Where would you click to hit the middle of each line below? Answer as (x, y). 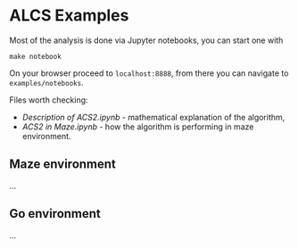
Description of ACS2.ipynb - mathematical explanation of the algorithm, (153, 117)
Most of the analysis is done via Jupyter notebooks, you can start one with (146, 40)
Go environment (55, 214)
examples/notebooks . (46, 82)
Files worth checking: (49, 100)
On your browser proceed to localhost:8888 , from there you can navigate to (149, 73)
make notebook (36, 56)
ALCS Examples (69, 16)
